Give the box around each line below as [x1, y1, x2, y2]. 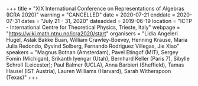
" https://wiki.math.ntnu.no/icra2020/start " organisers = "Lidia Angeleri [6, 30, 178, 37]
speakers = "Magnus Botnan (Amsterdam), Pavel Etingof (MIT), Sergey [6, 49, 178, 55]
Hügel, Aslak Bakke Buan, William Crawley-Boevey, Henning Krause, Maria [6, 37, 188, 43]
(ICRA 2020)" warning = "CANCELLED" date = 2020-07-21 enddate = [6, 11, 176, 18]
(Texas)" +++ [6, 74, 39, 81]
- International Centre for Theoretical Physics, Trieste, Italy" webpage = [6, 24, 180, 31]
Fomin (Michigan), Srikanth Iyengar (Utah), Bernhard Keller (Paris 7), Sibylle [6, 55, 190, 62]
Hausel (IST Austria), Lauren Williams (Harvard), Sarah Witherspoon [6, 68, 171, 74]
